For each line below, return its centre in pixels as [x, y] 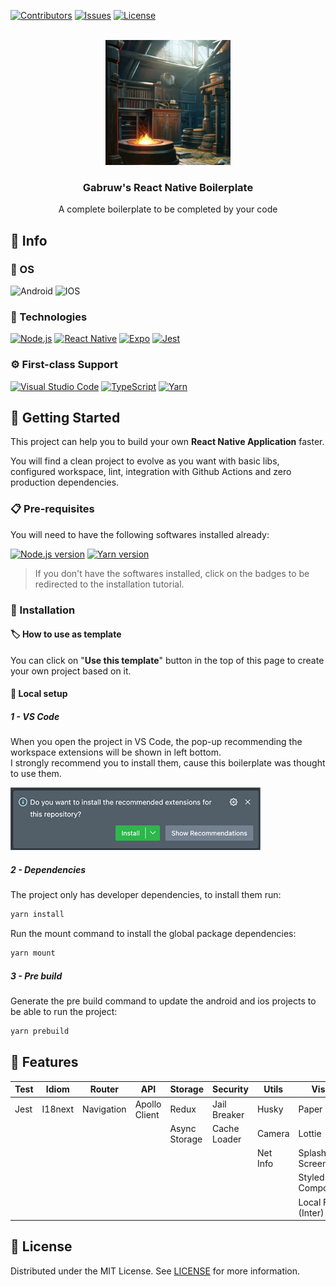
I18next [58, 1109]
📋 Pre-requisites [52, 509]
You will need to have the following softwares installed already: [140, 534]
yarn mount [33, 953]
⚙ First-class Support [64, 365]
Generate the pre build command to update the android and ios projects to [163, 1001]
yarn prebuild [40, 1031]
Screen [313, 1163]
